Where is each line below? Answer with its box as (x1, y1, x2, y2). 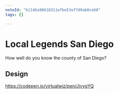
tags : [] (5, 12, 24, 17)
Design (5, 69, 28, 78)
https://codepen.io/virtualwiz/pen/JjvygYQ (5, 83, 94, 89)
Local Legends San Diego (5, 38, 114, 50)
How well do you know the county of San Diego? (5, 55, 107, 61)
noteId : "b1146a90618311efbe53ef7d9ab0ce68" (5, 7, 101, 13)
